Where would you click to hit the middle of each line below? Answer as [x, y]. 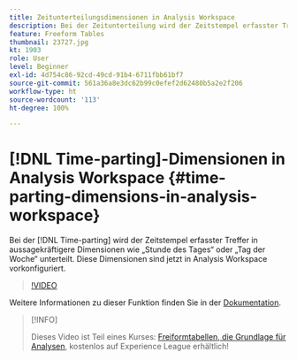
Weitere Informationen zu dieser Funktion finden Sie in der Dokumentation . [145, 303]
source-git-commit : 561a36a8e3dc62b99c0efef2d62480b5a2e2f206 [126, 83]
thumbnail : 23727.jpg [49, 42]
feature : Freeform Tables [57, 34]
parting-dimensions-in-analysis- [133, 197]
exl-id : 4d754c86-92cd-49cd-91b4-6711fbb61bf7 [96, 75]
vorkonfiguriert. [38, 268]
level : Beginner [39, 67]
